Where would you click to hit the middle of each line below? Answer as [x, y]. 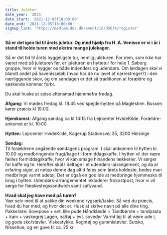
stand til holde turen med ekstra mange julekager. [58, 48]
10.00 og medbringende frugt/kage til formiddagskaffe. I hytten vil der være [83, 154]
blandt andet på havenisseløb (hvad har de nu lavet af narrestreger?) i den [82, 73]
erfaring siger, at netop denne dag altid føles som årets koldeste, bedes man [83, 170]
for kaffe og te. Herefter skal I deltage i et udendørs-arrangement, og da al [82, 164]
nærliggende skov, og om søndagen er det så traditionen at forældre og [79, 79]
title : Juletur [21, 10]
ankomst [14, 124]
